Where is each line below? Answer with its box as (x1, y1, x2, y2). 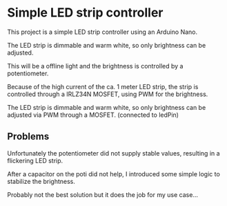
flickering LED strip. (7, 156, 63, 165)
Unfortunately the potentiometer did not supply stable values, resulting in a (7, 149, 220, 157)
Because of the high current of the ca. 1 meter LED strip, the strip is (7, 82, 199, 91)
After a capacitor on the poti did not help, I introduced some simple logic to (7, 169, 221, 178)
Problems (7, 131, 50, 142)
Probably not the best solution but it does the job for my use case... (7, 190, 199, 198)
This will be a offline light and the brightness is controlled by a (7, 62, 184, 70)
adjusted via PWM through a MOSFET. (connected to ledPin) (7, 111, 179, 119)
